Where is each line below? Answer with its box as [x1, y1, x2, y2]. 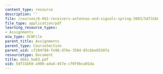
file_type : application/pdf [5, 20, 62, 26]
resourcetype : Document [5, 52, 53, 57]
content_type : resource [5, 7, 53, 12]
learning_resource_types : [5, 25, 57, 30]
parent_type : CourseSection [5, 43, 62, 48]
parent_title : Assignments [5, 39, 60, 44]
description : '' [5, 12, 38, 17]
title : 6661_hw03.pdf [5, 57, 49, 62]
